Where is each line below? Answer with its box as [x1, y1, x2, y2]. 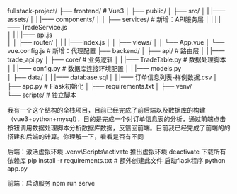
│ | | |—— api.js [7, 30, 53, 39]
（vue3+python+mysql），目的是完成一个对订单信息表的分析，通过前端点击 [7, 115, 226, 123]
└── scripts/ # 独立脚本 [7, 91, 77, 99]
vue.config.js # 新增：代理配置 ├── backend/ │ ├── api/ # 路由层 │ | [7, 47, 209, 55]
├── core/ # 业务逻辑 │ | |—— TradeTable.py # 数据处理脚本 [50, 55, 226, 64]
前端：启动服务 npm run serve [7, 179, 96, 187]
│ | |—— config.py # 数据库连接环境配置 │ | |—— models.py [7, 64, 182, 72]
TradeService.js [21, 23, 67, 31]
